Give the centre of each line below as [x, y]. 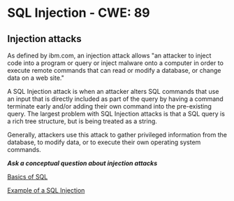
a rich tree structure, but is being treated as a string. [82, 121]
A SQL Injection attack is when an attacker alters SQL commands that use [113, 91]
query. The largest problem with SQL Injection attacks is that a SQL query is [116, 114]
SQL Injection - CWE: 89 [79, 13]
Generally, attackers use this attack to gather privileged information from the [117, 135]
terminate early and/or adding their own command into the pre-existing [109, 106]
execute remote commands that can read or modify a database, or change [114, 70]
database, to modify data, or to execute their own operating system [104, 142]
